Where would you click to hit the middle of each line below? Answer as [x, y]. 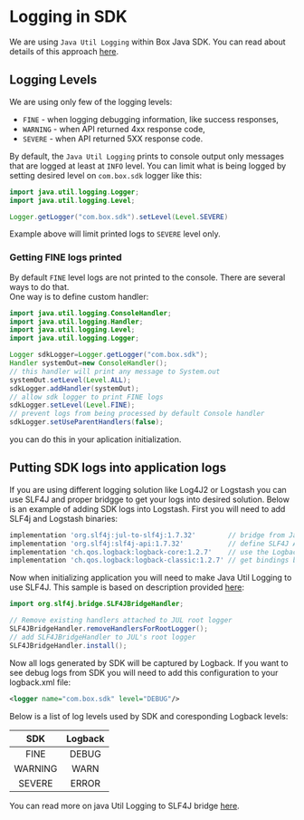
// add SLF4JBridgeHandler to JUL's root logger [103, 637]
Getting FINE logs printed [66, 257]
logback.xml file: [40, 682]
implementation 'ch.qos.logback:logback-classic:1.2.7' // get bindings [149, 560]
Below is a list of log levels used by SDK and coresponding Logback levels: [149, 716]
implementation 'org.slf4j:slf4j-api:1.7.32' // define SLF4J [149, 544]
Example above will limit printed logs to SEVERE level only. [115, 234]
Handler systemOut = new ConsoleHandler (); [89, 363]
